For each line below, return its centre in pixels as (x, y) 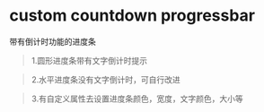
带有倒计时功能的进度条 (53, 41)
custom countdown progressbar (132, 16)
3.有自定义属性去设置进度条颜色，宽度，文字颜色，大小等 (137, 99)
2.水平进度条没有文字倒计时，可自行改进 (106, 79)
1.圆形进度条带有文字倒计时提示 (89, 60)
